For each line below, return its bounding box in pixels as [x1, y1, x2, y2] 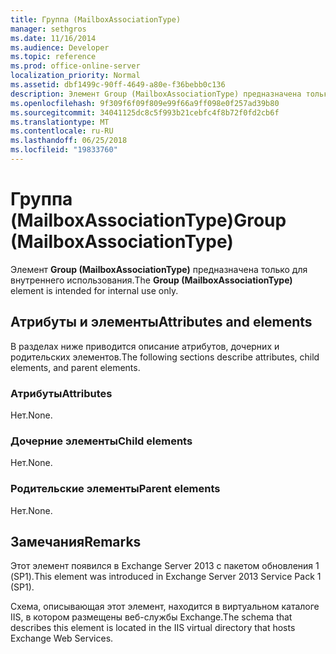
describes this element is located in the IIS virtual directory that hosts [10, 622, 296, 634]
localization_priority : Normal [10, 71, 141, 81]
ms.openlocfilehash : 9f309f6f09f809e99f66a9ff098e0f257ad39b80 [10, 98, 280, 108]
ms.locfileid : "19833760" [10, 145, 118, 155]
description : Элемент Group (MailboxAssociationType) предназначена [10, 89, 302, 99]
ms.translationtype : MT [10, 117, 110, 127]
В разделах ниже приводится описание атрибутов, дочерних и [10, 340, 280, 352]
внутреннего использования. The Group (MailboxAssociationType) [10, 274, 293, 286]
